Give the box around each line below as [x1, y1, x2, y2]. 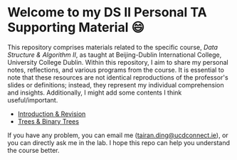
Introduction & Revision [17, 110, 86, 118]
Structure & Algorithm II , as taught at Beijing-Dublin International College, [7, 50, 222, 59]
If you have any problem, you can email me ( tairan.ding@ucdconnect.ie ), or [7, 131, 229, 139]
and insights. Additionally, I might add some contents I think [7, 88, 182, 97]
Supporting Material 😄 [7, 19, 144, 36]
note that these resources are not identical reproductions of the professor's [7, 73, 229, 82]
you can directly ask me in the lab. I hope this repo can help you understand [7, 138, 230, 146]
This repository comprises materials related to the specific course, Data [7, 43, 218, 51]
